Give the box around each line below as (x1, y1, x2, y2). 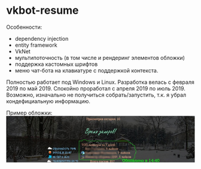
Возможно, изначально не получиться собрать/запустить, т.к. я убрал (6, 91, 187, 98)
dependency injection (14, 35, 69, 42)
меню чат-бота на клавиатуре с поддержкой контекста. (14, 67, 159, 74)
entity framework (14, 41, 58, 49)
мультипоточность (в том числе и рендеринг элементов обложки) (14, 54, 185, 61)
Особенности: (6, 23, 42, 31)
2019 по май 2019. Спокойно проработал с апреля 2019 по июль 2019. (6, 84, 185, 92)
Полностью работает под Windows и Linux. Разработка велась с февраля (6, 79, 194, 86)
